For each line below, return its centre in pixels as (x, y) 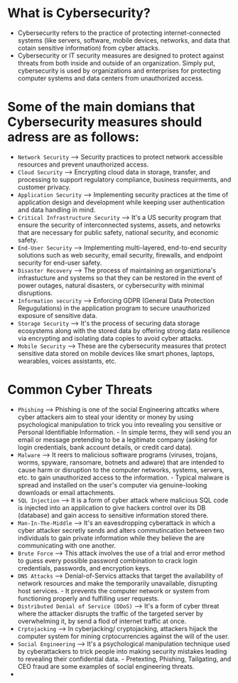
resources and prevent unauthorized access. (83, 164)
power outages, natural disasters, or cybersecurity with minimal (111, 285)
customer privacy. (44, 187)
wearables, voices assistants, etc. (67, 361)
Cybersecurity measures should (105, 122)
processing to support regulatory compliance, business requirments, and (124, 179)
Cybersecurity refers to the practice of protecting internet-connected (119, 33)
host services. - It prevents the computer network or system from (113, 591)
